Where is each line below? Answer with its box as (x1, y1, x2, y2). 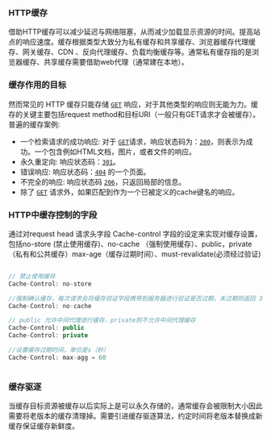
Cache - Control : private (8, 332, 89, 340)
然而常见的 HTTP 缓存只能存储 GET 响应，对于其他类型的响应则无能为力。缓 (8, 99, 258, 109)
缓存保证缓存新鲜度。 (8, 421, 79, 431)
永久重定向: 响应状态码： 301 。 (19, 156, 121, 166)
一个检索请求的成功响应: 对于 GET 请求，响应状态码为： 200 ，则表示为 (19, 136, 246, 146)
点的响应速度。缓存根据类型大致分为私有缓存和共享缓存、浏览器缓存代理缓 (8, 37, 256, 47)
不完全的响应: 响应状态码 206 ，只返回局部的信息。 (19, 177, 186, 186)
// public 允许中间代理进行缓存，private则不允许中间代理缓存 (8, 316, 196, 324)
